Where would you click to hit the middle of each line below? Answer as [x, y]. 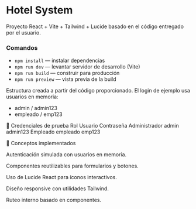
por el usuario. [23, 32]
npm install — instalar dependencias [60, 61]
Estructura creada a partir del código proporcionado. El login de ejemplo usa [98, 91]
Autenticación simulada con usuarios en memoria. [66, 155]
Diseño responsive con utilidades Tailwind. [58, 189]
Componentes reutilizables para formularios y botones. [72, 166]
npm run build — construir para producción [67, 73]
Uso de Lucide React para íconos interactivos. [61, 177]
